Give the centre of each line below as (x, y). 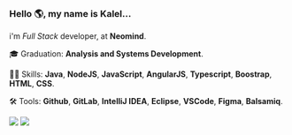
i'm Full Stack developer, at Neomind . (78, 36)
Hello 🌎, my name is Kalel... (70, 13)
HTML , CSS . (32, 84)
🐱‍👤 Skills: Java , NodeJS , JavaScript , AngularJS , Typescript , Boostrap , (141, 74)
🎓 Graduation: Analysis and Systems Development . (106, 54)
